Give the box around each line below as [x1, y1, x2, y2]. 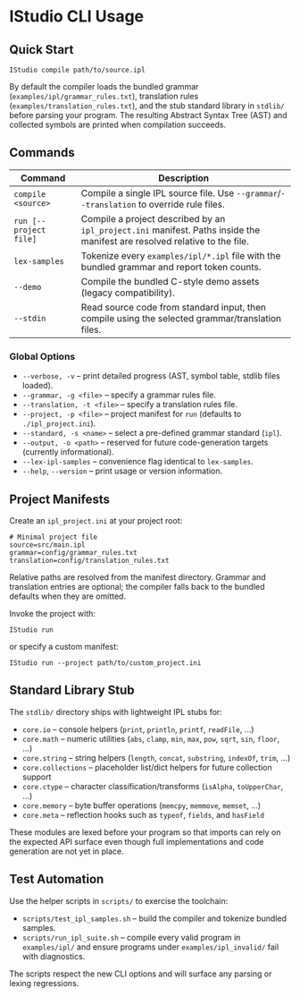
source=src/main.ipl [9, 540, 87, 550]
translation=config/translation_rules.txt [9, 556, 170, 565]
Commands [9, 145, 76, 160]
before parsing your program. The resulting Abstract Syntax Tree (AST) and [9, 110, 287, 120]
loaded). [21, 380, 54, 391]
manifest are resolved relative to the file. [80, 234, 250, 247]
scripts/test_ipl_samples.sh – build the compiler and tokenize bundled [21, 913, 287, 924]
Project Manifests [9, 491, 110, 507]
